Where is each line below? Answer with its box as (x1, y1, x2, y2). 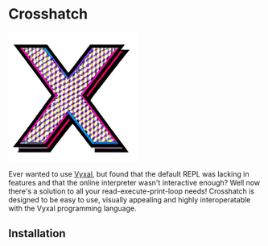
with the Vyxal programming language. (8, 203, 137, 213)
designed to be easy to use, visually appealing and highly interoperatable (8, 194, 251, 204)
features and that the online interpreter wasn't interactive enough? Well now (8, 177, 260, 187)
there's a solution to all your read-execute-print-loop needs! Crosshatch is (8, 186, 255, 196)
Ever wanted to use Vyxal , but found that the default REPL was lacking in (8, 169, 249, 178)
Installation (8, 227, 66, 240)
